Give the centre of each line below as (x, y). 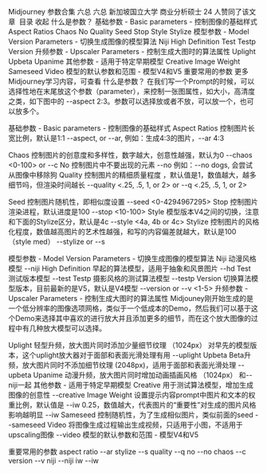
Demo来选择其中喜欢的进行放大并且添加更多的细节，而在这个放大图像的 (133, 318)
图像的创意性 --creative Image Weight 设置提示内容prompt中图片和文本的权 (132, 395)
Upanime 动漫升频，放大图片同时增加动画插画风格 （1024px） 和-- (143, 375)
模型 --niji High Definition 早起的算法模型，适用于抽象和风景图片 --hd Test (130, 268)
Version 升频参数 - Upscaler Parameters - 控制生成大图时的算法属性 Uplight (132, 51)
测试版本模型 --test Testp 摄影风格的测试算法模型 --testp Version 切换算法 (130, 278)
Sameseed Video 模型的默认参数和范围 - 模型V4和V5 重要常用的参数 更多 (128, 71)
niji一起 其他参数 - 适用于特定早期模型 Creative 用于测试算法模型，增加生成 (131, 385)
